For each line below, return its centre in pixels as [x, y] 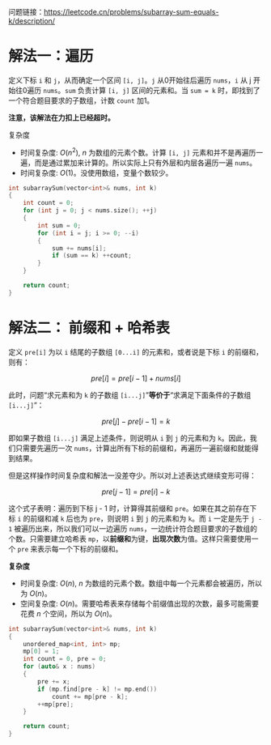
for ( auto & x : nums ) [59, 666]
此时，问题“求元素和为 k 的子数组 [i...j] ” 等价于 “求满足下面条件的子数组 [130, 394]
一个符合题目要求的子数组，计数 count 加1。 [81, 100]
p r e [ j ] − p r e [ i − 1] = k [136, 421]
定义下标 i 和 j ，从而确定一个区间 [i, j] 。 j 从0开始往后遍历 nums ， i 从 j [130, 80]
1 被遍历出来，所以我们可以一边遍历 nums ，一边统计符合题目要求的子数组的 [133, 528]
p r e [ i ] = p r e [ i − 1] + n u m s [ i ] [136, 378]
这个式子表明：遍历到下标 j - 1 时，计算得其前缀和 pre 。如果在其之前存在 [129, 508]
